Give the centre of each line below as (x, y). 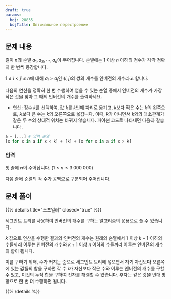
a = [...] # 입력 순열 (27, 136)
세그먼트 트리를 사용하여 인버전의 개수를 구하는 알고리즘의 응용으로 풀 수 (77, 221)
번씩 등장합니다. (32, 67)
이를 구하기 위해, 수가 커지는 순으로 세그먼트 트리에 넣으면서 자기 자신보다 (78, 262)
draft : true (18, 10)
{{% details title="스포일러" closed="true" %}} (54, 209)
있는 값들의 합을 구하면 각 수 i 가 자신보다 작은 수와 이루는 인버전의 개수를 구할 (88, 268)
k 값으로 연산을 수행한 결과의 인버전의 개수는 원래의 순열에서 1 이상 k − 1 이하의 (84, 238)
